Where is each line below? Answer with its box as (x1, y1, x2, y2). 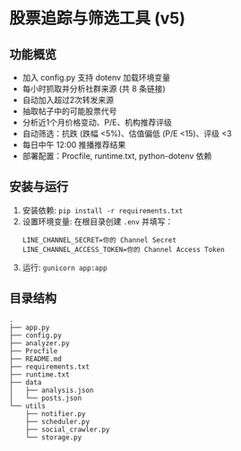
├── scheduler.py (25, 417, 90, 426)
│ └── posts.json (9, 394, 82, 403)
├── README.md (9, 354, 63, 363)
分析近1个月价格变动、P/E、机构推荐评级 (22, 117, 172, 127)
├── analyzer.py (9, 338, 70, 348)
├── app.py (9, 323, 50, 332)
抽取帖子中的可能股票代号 (22, 106, 117, 117)
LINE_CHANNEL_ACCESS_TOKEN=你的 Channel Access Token (22, 245, 226, 254)
